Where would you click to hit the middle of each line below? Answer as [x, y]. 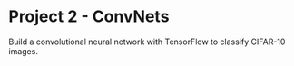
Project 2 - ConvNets [89, 17]
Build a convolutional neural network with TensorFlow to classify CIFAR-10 [147, 42]
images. [23, 51]
